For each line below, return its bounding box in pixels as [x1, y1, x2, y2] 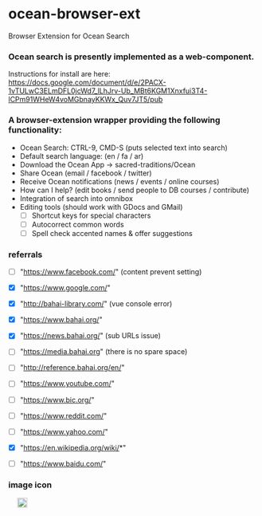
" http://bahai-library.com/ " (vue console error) [19, 299, 173, 309]
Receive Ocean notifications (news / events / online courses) [19, 176, 220, 186]
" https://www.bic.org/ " [19, 395, 95, 404]
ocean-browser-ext [8, 5, 141, 23]
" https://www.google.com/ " [19, 283, 111, 293]
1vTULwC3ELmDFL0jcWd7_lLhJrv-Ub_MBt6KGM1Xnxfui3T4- [8, 86, 208, 96]
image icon [8, 479, 53, 490]
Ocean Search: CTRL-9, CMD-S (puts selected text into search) [19, 143, 229, 152]
